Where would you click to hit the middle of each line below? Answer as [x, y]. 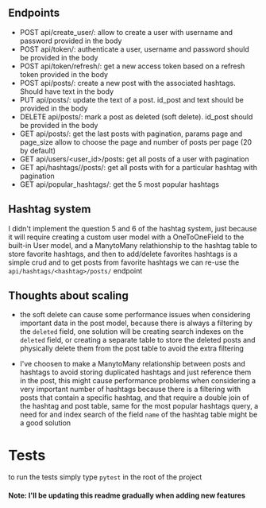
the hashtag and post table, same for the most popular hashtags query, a [139, 406]
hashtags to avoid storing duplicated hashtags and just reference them [135, 372]
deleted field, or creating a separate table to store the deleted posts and [137, 340]
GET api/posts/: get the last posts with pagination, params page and [131, 134]
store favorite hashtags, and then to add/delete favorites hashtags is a [123, 254]
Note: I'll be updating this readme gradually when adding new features [127, 495]
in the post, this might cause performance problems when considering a [138, 381]
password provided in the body [71, 41]
